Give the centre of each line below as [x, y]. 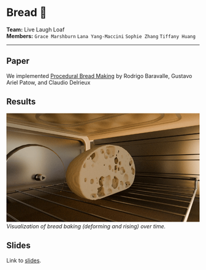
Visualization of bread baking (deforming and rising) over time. [86, 226]
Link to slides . [24, 260]
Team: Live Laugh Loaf [36, 29]
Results [21, 102]
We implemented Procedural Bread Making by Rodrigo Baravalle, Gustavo [99, 75]
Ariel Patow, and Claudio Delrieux [48, 82]
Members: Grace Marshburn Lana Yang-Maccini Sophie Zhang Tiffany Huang [101, 36]
